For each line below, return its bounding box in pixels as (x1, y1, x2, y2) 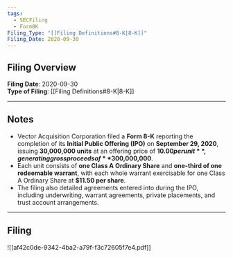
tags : (7, 10, 23, 17)
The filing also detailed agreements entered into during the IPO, (17, 183, 199, 192)
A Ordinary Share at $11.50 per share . (17, 176, 126, 184)
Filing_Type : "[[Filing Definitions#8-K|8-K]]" (7, 29, 148, 37)
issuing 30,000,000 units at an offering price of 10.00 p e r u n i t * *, (17, 147, 207, 155)
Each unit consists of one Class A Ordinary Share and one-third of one (17, 161, 222, 169)
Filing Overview (7, 62, 76, 73)
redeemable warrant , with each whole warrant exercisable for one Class (17, 169, 225, 177)
